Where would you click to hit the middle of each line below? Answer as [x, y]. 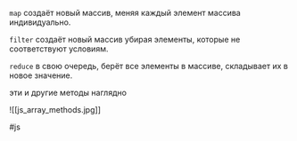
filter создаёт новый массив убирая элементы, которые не [125, 39]
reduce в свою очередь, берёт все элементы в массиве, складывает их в [148, 66]
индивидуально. [40, 22]
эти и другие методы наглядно [68, 93]
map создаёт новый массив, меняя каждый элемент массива [125, 13]
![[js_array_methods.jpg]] [55, 110]
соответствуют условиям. [59, 49]
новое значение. [41, 75]
